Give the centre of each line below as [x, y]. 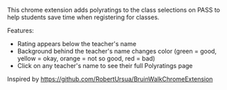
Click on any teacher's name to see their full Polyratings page [105, 66]
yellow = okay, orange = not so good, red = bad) [86, 58]
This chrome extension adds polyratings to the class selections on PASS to [113, 10]
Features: [21, 31]
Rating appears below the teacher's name [77, 44]
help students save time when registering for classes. [83, 17]
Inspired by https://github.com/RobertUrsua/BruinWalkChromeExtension [110, 79]
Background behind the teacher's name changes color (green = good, [117, 51]
